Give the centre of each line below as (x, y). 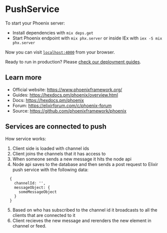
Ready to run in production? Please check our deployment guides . (73, 61)
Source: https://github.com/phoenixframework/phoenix (69, 110)
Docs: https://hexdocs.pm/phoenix (48, 100)
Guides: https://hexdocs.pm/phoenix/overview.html (65, 95)
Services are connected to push (56, 127)
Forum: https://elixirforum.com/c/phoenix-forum (62, 105)
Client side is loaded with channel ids (51, 148)
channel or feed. (29, 225)
